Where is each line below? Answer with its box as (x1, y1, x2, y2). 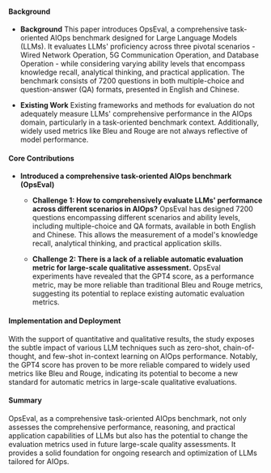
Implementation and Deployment (8, 316, 121, 326)
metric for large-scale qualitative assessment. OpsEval (32, 263, 221, 273)
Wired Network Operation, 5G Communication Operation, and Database (19, 50, 259, 60)
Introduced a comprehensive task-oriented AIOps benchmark (19, 171, 232, 181)
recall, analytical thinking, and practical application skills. (32, 239, 222, 249)
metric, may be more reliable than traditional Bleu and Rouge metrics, (32, 280, 263, 290)
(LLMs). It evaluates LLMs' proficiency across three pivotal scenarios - (19, 41, 256, 52)
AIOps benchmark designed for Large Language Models (49, 33, 238, 43)
